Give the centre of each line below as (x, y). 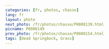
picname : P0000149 (25, 29)
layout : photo (20, 19)
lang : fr (15, 15)
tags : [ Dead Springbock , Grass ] (40, 39)
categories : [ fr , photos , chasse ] (42, 10)
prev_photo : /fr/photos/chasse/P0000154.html (54, 34)
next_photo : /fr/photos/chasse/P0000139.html (54, 24)
